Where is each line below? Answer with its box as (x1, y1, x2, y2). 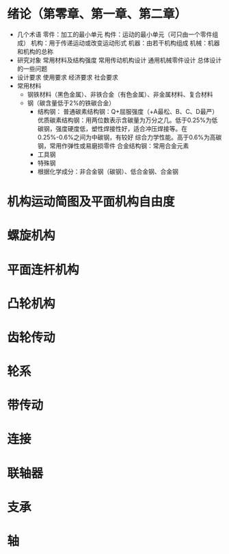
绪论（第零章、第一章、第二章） (7, 6, 187, 22)
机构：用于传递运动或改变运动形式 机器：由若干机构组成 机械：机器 (30, 38, 220, 47)
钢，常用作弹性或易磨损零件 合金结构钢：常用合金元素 (37, 141, 189, 149)
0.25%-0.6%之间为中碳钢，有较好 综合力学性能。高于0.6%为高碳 (37, 133, 222, 141)
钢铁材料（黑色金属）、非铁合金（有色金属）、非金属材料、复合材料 (27, 90, 213, 98)
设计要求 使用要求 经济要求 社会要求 (16, 73, 118, 81)
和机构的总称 (16, 47, 53, 56)
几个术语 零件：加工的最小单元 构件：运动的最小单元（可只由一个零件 (16, 30, 213, 38)
